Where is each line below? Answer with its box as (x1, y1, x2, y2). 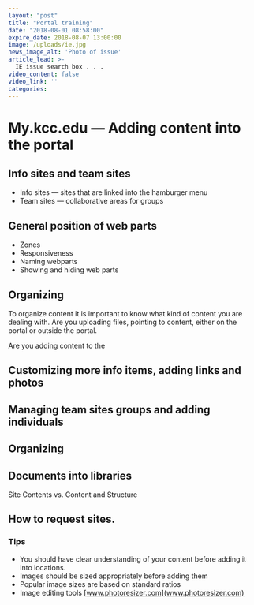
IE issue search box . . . (15, 63, 104, 71)
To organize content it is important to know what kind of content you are (8, 309, 243, 318)
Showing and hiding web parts (19, 265, 119, 274)
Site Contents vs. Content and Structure (8, 490, 138, 499)
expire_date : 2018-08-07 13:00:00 (8, 33, 122, 42)
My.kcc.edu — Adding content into (8, 119, 241, 136)
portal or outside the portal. (8, 326, 97, 335)
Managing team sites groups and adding (8, 403, 211, 416)
